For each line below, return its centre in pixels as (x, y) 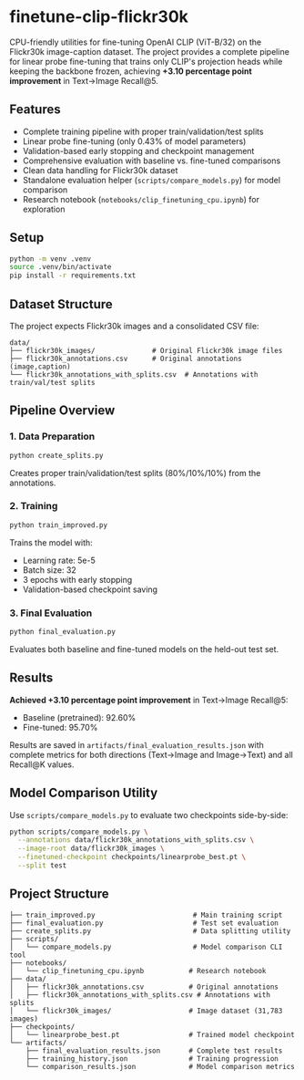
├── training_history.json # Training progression (152, 1059)
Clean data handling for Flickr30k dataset (100, 170)
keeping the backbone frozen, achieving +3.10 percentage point (131, 71)
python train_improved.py (58, 525)
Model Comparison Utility (84, 793)
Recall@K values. (42, 764)
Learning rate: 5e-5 (59, 560)
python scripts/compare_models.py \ (79, 832)
